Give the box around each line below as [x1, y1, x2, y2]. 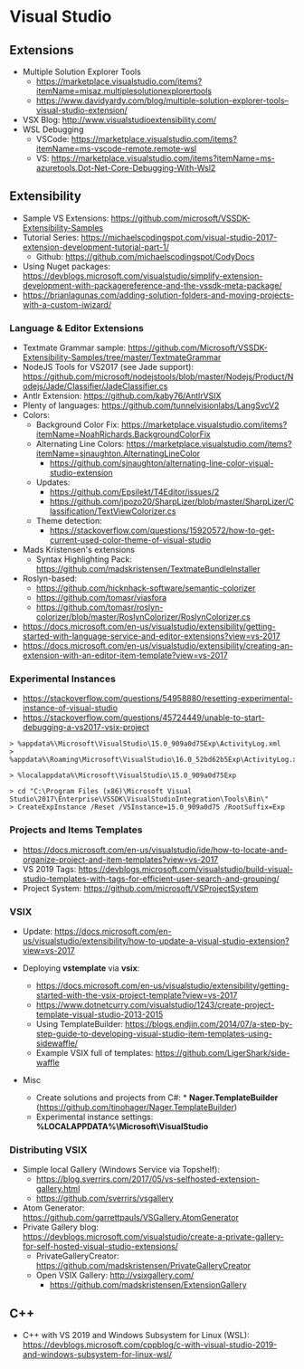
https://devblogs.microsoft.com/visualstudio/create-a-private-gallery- [22, 1231, 285, 1242]
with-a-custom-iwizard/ [22, 299, 111, 309]
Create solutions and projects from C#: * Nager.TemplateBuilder [35, 1092, 279, 1103]
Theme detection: [35, 516, 102, 527]
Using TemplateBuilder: [35, 1019, 124, 1029]
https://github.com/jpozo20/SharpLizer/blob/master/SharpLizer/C [49, 496, 295, 508]
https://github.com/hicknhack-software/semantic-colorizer [35, 583, 256, 594]
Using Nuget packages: [22, 261, 111, 271]
